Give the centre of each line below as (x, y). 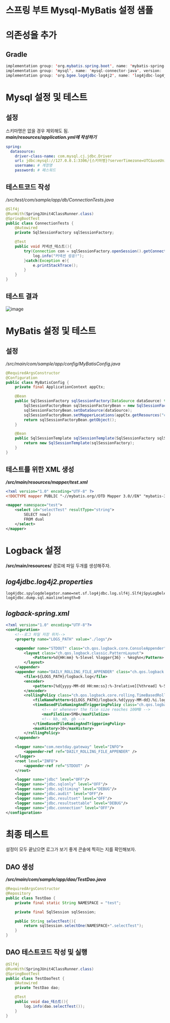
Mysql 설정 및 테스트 (47, 97)
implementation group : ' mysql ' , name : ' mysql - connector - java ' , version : (84, 71)
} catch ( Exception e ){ (47, 261)
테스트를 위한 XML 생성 (40, 470)
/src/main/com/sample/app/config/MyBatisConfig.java (63, 364)
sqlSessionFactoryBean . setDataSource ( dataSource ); (78, 410)
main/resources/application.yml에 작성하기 (51, 137)
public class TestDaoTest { (35, 978)
